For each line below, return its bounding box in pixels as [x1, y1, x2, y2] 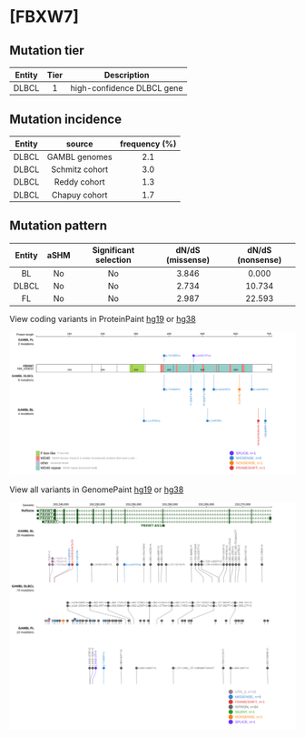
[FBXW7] [9, 6, 80, 27]
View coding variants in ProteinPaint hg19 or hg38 [9, 313, 197, 324]
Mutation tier [9, 43, 84, 58]
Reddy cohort [54, 177, 106, 187]
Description [103, 69, 150, 80]
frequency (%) [119, 138, 177, 149]
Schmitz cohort [51, 164, 109, 175]
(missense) [166, 255, 211, 266]
